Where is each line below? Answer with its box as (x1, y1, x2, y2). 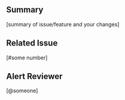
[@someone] (6, 87, 38, 95)
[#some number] (6, 54, 48, 61)
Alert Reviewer (6, 71, 63, 81)
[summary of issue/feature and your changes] (6, 20, 120, 28)
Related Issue (6, 38, 58, 49)
